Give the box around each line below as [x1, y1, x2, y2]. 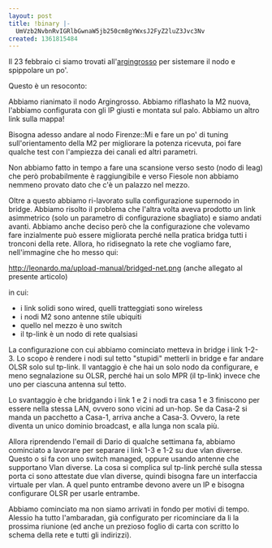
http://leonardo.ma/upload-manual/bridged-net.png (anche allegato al [8, 263, 244, 273]
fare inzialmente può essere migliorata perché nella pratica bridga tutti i [8, 231, 248, 240]
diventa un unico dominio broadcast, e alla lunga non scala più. [8, 421, 219, 431]
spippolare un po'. [8, 66, 69, 76]
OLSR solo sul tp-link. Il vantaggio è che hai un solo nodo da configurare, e [8, 362, 259, 372]
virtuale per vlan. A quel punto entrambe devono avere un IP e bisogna [8, 480, 245, 490]
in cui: [8, 287, 29, 297]
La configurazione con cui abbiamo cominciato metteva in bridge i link [8, 345, 244, 355]
